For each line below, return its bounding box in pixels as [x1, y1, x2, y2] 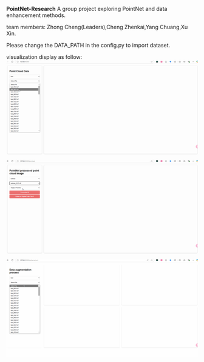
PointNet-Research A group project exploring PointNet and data [6, 5, 168, 12]
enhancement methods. [6, 12, 66, 19]
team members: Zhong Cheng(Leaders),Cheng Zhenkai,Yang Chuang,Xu [6, 24, 188, 30]
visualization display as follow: [6, 53, 83, 60]
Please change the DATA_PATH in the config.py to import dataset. [6, 42, 171, 49]
